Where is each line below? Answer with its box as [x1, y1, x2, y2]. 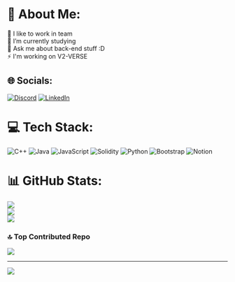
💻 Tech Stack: [7, 119, 94, 135]
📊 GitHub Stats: [7, 172, 103, 188]
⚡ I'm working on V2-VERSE [7, 52, 88, 60]
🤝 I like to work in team [7, 29, 73, 38]
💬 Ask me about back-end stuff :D [7, 44, 105, 52]
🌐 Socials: [7, 75, 53, 87]
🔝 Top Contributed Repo [7, 232, 91, 242]
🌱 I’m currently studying [7, 36, 76, 45]
